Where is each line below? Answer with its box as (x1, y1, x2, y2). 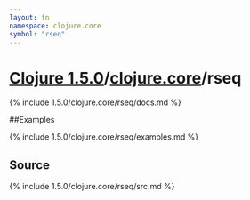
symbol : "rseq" (9, 29, 66, 38)
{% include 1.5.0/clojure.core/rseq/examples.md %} (9, 132, 199, 142)
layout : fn (9, 12, 50, 22)
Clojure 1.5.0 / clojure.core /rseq (9, 68, 242, 88)
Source (9, 157, 51, 172)
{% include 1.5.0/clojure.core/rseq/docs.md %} (9, 97, 182, 108)
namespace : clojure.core (9, 21, 101, 30)
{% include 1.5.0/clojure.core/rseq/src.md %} (9, 181, 175, 192)
